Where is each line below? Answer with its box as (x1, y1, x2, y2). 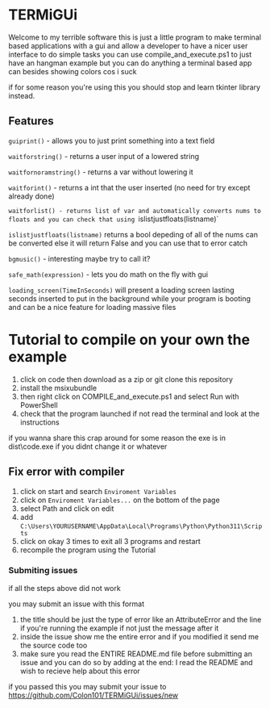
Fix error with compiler (8, 465, 125, 479)
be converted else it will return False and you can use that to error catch (8, 238, 248, 248)
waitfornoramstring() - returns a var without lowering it (8, 167, 193, 177)
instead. (8, 90, 35, 100)
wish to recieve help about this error (19, 666, 141, 676)
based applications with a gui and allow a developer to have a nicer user (8, 40, 248, 50)
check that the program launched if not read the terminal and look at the (19, 408, 260, 418)
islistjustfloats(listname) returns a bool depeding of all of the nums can (8, 229, 258, 239)
